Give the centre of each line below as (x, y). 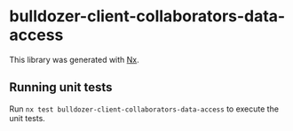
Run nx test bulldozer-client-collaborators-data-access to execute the (144, 109)
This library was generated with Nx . (74, 59)
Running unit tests (61, 87)
